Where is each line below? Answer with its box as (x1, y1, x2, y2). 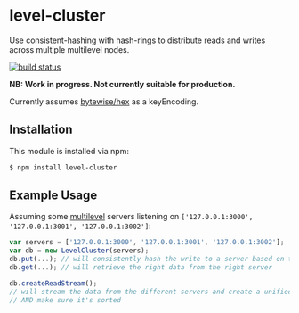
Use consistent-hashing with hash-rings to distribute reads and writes (9, 35, 266, 45)
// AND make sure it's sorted (9, 295, 122, 304)
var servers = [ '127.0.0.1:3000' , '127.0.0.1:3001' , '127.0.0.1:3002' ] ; (9, 238, 285, 247)
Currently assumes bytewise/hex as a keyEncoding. (9, 95, 198, 107)
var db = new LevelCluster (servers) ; (9, 246, 149, 255)
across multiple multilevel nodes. (9, 44, 130, 54)
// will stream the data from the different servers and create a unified (9, 287, 293, 296)
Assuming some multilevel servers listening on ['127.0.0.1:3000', (9, 211, 254, 222)
